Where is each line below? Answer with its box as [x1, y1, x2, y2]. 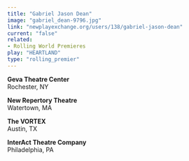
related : [7, 36, 33, 43]
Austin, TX [7, 124, 38, 133]
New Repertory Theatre [7, 96, 78, 104]
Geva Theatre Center [7, 75, 70, 83]
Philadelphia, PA [7, 145, 54, 154]
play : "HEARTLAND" [7, 50, 61, 57]
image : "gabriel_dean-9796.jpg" [7, 17, 101, 24]
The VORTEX [7, 117, 46, 125]
